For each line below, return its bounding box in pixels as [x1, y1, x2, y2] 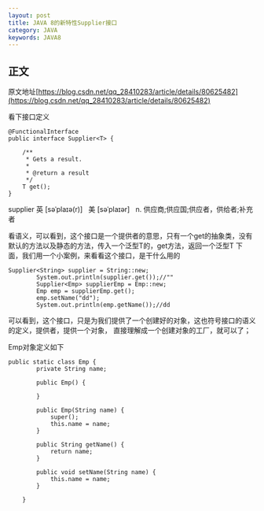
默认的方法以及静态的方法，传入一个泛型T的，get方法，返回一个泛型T [8, 241, 234, 250]
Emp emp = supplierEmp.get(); [36, 287, 135, 295]
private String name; [36, 365, 108, 373]
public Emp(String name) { [36, 406, 125, 414]
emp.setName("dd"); [36, 294, 101, 302]
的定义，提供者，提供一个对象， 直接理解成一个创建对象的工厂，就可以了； [8, 326, 251, 335]
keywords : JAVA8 [8, 33, 61, 42]
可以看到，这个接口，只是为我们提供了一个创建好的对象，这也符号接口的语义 [8, 316, 256, 325]
